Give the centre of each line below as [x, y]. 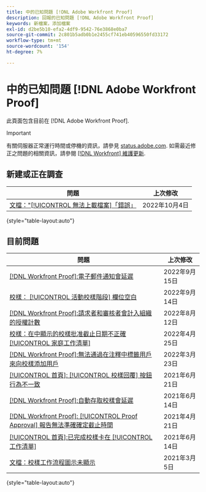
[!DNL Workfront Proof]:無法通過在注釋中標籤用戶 [81, 355]
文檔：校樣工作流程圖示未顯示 [53, 463]
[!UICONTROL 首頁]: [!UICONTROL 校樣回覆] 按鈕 [81, 376]
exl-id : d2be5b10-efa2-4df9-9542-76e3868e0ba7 [67, 29]
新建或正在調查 [35, 174]
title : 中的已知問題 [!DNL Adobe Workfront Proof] [70, 12]
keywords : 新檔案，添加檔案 [38, 23]
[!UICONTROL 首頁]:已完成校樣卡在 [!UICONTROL [81, 437]
